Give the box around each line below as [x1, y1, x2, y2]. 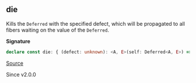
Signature [6, 37, 31, 44]
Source [6, 60, 23, 67]
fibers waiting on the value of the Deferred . [6, 26, 110, 33]
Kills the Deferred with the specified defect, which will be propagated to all [6, 20, 185, 27]
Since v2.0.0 [6, 71, 36, 78]
